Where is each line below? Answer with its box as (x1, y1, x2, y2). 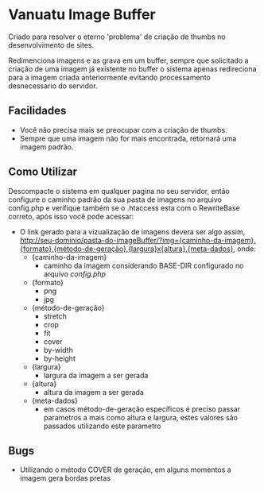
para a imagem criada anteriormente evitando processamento (8, 72, 211, 82)
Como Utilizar (8, 165, 78, 179)
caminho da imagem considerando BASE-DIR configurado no (43, 261, 244, 270)
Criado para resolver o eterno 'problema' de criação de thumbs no (8, 32, 226, 41)
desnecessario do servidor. (8, 81, 98, 91)
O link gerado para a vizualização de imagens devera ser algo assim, (19, 226, 246, 236)
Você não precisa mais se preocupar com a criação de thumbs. (19, 125, 228, 134)
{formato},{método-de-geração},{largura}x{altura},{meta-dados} (19, 244, 234, 253)
